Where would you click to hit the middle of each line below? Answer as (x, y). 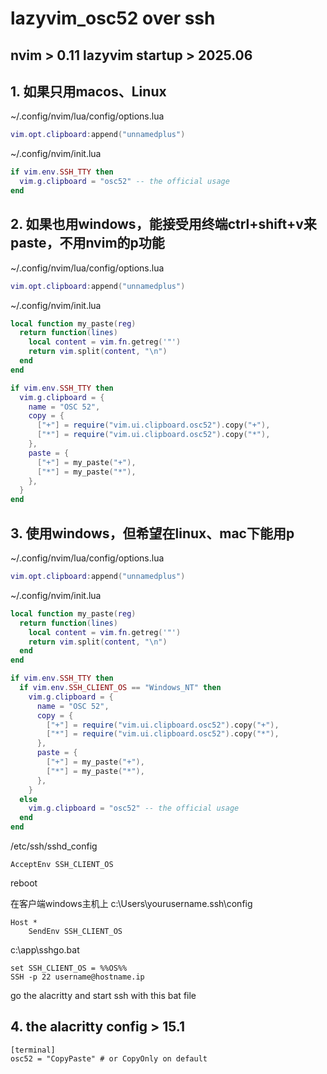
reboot (24, 883)
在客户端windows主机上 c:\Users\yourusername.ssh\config (131, 904)
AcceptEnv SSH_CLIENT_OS (62, 865)
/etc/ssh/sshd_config (54, 846)
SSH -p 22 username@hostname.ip (77, 977)
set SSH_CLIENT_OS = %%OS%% (69, 968)
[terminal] (33, 1050)
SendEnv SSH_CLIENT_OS (75, 932)
